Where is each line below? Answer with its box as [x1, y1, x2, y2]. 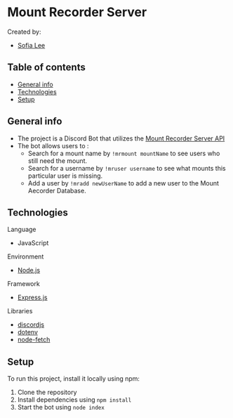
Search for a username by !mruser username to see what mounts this [27, 164, 226, 172]
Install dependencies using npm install [17, 396, 132, 404]
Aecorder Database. [27, 186, 86, 195]
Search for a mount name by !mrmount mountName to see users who [27, 149, 220, 157]
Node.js [17, 266, 41, 275]
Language [7, 226, 36, 234]
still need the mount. [27, 156, 88, 165]
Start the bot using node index [17, 403, 105, 412]
